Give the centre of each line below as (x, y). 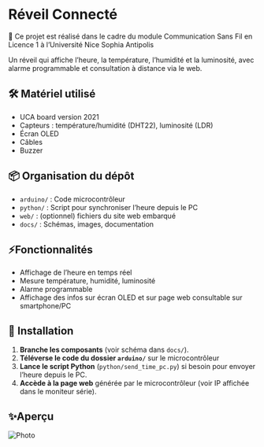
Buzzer (31, 150)
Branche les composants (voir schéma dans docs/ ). (104, 350)
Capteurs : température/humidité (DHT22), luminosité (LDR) (116, 125)
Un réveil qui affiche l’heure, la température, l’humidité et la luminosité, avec (131, 60)
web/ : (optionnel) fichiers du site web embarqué (97, 216)
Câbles (31, 142)
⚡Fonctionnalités (50, 249)
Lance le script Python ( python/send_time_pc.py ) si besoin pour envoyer (138, 367)
